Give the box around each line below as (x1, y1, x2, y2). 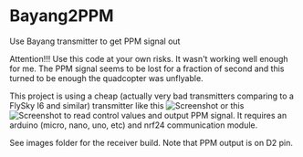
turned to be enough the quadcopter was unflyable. (9, 72, 204, 83)
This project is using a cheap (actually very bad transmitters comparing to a (9, 90, 295, 101)
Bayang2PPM (9, 5, 114, 26)
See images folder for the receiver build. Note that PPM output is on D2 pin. (9, 137, 294, 148)
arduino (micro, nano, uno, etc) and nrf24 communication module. (9, 120, 258, 131)
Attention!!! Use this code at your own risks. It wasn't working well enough (9, 53, 289, 64)
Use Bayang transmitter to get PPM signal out (9, 36, 181, 47)
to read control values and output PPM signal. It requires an (63, 110, 287, 120)
